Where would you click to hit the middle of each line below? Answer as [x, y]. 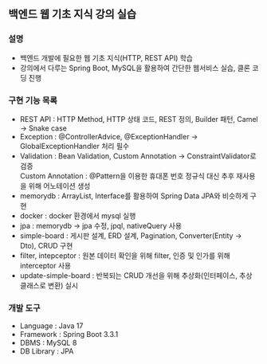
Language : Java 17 [51, 326]
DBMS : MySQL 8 [48, 343]
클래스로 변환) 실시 [49, 285]
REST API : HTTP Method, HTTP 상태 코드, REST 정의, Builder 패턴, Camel [139, 119]
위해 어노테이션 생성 [59, 186]
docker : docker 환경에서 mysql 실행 [78, 215]
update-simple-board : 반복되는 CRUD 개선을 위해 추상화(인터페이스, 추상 [136, 275]
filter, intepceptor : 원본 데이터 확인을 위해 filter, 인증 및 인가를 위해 [125, 255]
